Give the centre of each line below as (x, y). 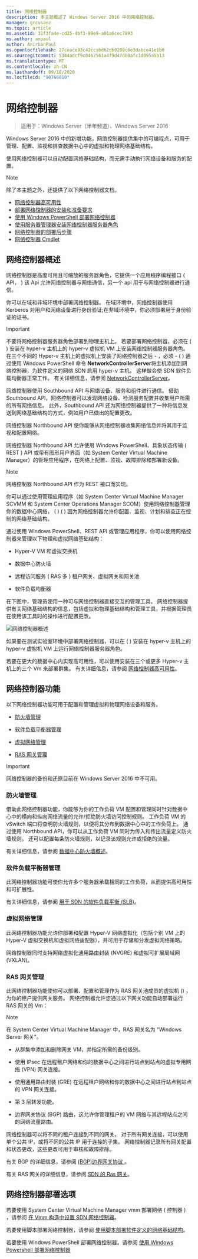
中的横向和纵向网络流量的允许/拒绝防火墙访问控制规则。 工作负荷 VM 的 (98, 816)
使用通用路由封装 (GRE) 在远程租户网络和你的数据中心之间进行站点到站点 (103, 1082)
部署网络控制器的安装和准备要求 (53, 210)
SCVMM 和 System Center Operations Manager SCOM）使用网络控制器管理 (98, 504)
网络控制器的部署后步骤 (43, 232)
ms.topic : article (29, 28)
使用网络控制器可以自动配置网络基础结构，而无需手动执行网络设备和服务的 (96, 159)
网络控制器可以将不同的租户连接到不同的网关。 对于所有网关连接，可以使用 (97, 1134)
